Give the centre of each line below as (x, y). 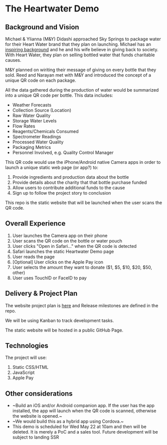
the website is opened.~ (37, 416)
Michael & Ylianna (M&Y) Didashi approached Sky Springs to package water (83, 39)
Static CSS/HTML (30, 367)
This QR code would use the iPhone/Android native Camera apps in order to (83, 162)
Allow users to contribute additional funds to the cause (69, 188)
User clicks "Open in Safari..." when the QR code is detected (75, 246)
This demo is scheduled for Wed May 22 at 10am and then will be (80, 427)
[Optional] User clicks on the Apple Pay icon (58, 262)
